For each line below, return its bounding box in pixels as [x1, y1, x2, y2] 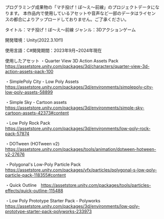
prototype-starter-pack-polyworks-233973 [5, 209, 92, 214]
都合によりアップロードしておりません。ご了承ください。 [13, 17, 129, 22]
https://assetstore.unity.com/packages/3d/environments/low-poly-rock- [5, 126, 151, 131]
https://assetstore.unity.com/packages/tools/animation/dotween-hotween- [5, 146, 157, 152]
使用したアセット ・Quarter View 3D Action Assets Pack [5, 58, 118, 63]
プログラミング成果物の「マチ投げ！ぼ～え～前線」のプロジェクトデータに [5, 4, 155, 10]
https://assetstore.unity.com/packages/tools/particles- [41, 182, 151, 188]
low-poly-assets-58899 [5, 89, 53, 95]
